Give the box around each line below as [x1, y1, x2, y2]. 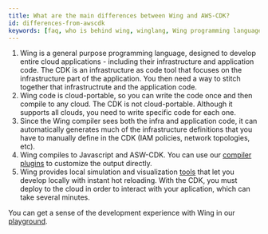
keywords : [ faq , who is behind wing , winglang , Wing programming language [8, 26, 262, 34]
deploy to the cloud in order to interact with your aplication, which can [19, 184, 250, 194]
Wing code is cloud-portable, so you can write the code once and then [19, 91, 253, 101]
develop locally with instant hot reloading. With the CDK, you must [19, 176, 238, 185]
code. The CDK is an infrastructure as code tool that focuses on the [19, 65, 242, 75]
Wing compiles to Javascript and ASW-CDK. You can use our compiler [19, 150, 252, 160]
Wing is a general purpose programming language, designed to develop [19, 49, 257, 58]
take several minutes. [19, 192, 90, 202]
